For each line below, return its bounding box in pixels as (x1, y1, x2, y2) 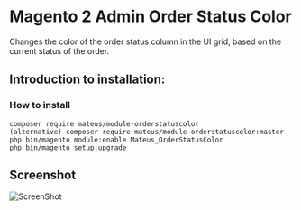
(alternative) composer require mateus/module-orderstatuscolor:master (9, 127, 284, 136)
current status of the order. (9, 45, 110, 56)
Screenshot (9, 168, 77, 183)
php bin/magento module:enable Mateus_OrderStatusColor (9, 135, 223, 144)
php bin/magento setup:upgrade (9, 142, 127, 152)
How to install (9, 99, 70, 112)
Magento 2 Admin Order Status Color (9, 6, 292, 27)
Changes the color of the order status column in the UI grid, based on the (9, 36, 282, 47)
